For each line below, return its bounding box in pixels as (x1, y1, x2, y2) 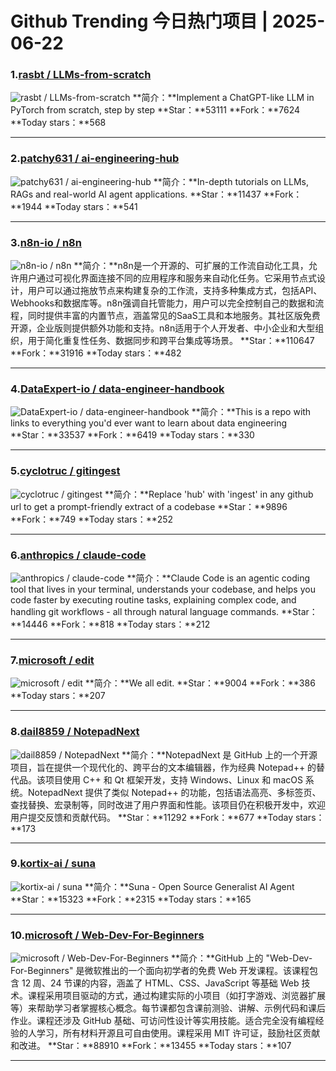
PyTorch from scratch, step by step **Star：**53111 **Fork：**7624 (10, 104, 301, 116)
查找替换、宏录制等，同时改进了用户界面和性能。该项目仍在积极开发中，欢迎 (10, 798, 326, 811)
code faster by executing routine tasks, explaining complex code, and (10, 593, 297, 606)
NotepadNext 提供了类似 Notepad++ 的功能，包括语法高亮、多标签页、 (27, 786, 322, 798)
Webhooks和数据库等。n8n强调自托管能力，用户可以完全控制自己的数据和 (10, 297, 316, 309)
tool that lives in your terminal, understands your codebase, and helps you (10, 583, 316, 595)
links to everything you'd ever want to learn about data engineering (10, 417, 288, 429)
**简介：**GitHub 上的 (170, 952, 264, 964)
